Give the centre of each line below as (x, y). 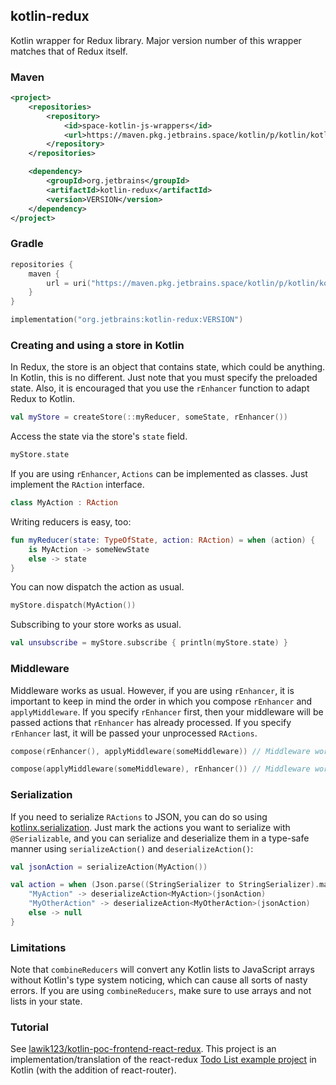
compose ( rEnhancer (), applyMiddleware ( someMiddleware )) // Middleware (160, 751)
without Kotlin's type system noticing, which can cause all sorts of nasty (159, 980)
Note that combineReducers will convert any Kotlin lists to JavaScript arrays (162, 970)
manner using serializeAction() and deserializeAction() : (132, 848)
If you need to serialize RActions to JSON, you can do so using (139, 816)
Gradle (27, 244)
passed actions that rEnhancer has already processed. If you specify (151, 722)
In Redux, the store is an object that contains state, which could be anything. (168, 367)
